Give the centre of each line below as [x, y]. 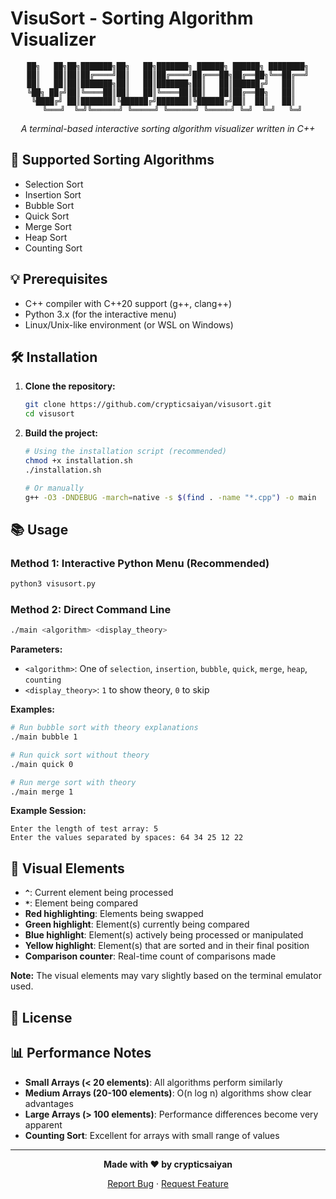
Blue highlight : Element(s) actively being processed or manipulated [164, 935]
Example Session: [48, 811]
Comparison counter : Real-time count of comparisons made [150, 956]
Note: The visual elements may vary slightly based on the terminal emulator [166, 976]
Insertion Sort [53, 194]
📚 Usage [39, 529]
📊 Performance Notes [81, 1053]
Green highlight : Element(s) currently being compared [137, 924]
